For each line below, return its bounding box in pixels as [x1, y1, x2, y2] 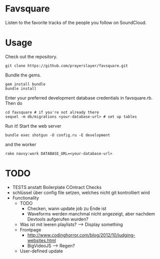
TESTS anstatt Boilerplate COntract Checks [12, 184, 102, 190]
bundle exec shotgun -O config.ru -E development [5, 132, 111, 137]
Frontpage [19, 226, 41, 232]
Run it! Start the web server [5, 123, 61, 129]
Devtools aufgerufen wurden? [27, 216, 89, 222]
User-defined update [19, 248, 63, 254]
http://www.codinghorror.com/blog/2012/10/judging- [27, 232, 136, 238]
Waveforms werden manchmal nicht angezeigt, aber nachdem [27, 210, 156, 216]
